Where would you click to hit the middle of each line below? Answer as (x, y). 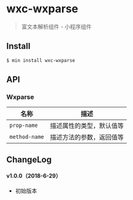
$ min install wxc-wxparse (41, 60)
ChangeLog (29, 159)
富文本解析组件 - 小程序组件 (56, 26)
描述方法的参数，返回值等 (87, 137)
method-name (27, 137)
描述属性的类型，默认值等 (87, 126)
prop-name (24, 125)
